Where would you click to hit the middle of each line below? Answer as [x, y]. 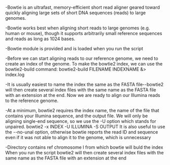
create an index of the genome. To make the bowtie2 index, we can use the [84, 64]
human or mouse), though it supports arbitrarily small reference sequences [84, 33]
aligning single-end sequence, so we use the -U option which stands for [81, 121]
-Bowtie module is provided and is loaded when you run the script [74, 48]
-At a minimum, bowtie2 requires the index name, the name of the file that [82, 110]
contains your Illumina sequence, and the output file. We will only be [77, 116]
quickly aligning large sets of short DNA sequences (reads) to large [76, 13]
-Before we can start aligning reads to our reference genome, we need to [82, 58]
